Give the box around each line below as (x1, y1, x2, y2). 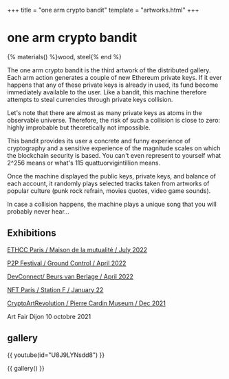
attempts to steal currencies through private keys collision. (7, 95, 173, 103)
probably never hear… (7, 207, 70, 216)
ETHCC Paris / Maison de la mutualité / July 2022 (7, 245, 148, 254)
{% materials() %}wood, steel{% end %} (7, 52, 122, 61)
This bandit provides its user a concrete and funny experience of (7, 136, 191, 145)
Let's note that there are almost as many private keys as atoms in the (7, 108, 202, 116)
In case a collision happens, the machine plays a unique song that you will (7, 200, 217, 208)
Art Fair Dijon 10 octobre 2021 (7, 312, 91, 320)
